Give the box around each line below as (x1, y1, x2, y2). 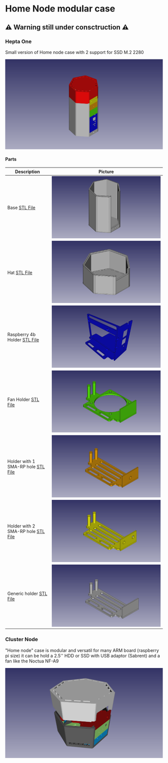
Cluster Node (5, 636, 38, 643)
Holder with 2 (7, 523, 35, 529)
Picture (98, 168, 114, 174)
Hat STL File (7, 269, 32, 275)
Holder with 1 (7, 458, 35, 464)
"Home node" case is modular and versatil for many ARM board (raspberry (5, 647, 159, 653)
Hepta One (5, 38, 32, 45)
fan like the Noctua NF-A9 (5, 658, 59, 664)
